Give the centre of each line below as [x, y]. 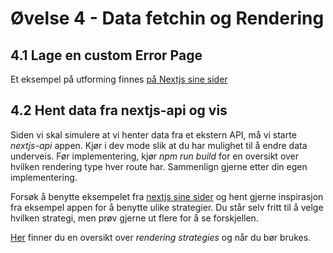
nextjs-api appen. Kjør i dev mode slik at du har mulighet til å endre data [159, 145]
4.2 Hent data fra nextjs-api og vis [119, 110]
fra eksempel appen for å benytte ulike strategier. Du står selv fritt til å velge [167, 207]
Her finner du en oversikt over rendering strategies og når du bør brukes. [161, 237]
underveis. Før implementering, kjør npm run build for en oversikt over [155, 156]
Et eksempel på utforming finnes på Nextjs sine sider [119, 79]
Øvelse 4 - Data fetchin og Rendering [167, 18]
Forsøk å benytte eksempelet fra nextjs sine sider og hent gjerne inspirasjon [167, 196]
